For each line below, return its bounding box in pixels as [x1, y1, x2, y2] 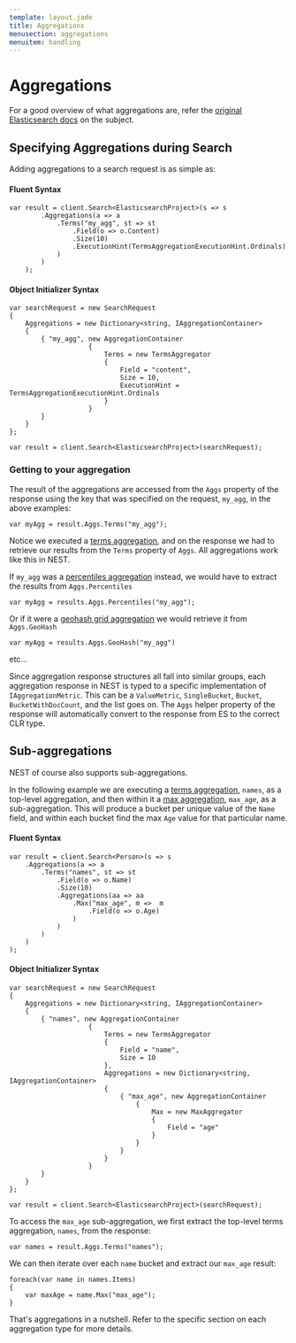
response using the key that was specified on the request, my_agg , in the [9, 493, 271, 504]
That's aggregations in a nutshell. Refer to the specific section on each [9, 1314, 267, 1324]
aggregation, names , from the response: [9, 1225, 152, 1236]
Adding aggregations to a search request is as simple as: [9, 164, 216, 174]
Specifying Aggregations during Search [9, 140, 232, 155]
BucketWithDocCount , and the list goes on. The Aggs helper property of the [9, 699, 276, 709]
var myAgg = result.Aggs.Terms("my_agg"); [9, 520, 168, 529]
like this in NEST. [9, 554, 71, 565]
